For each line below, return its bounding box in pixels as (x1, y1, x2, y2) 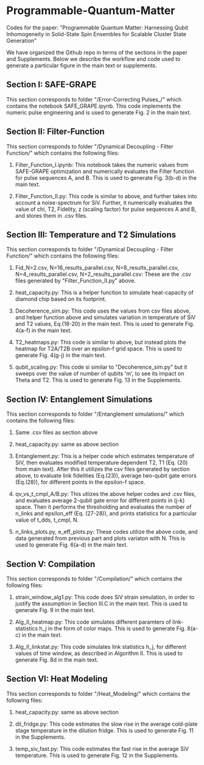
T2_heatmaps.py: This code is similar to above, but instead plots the (15, 339, 186, 346)
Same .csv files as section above (15, 429, 98, 436)
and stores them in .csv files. (15, 212, 88, 219)
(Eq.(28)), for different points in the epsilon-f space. (15, 478, 146, 486)
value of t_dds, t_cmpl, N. (15, 516, 79, 523)
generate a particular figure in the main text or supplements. (6, 62, 157, 69)
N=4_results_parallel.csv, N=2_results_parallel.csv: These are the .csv (15, 270, 192, 278)
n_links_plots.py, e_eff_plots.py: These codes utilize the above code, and (15, 528, 198, 536)
